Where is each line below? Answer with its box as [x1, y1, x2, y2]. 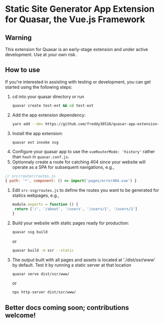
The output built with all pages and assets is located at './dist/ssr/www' [12, 257, 156, 263]
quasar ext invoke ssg [12, 140, 59, 145]
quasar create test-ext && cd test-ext [12, 103, 94, 108]
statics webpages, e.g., [12, 192, 60, 198]
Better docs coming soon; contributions [5, 303, 129, 312]
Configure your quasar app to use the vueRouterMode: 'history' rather [12, 149, 155, 155]
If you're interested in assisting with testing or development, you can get [5, 79, 151, 84]
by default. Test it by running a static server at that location [12, 262, 131, 268]
